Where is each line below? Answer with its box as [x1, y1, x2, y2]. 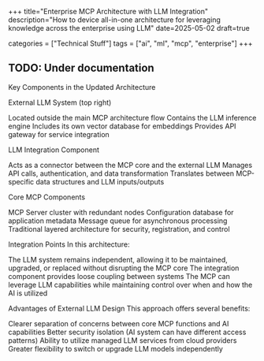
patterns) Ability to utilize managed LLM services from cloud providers [8, 335, 237, 345]
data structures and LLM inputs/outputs [35, 177, 165, 186]
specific [8, 177, 35, 186]
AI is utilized [8, 288, 48, 298]
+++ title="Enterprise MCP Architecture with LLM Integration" [8, 7, 209, 16]
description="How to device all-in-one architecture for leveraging [8, 15, 221, 24]
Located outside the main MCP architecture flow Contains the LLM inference [8, 113, 257, 122]
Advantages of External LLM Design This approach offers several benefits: [8, 303, 251, 313]
